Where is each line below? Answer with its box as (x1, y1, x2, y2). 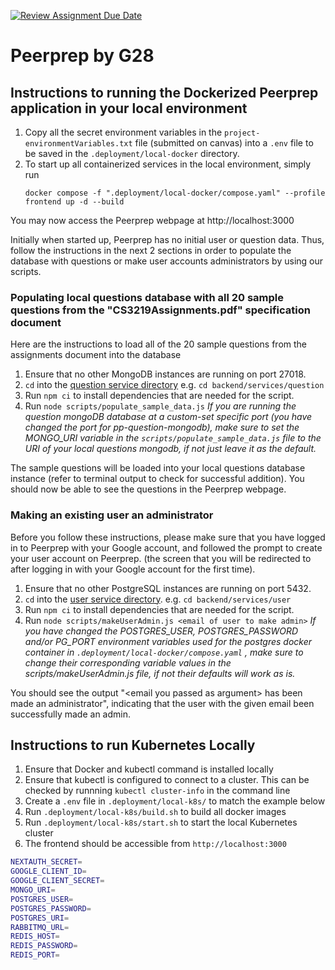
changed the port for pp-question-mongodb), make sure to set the (24, 421, 300, 434)
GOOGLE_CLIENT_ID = (10, 866, 87, 877)
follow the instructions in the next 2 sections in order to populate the (10, 245, 292, 256)
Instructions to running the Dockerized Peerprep (10, 84, 319, 101)
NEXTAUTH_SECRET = (10, 857, 83, 867)
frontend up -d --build (24, 197, 125, 207)
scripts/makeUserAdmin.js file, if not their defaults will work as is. (24, 667, 296, 679)
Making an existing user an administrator (10, 508, 214, 522)
